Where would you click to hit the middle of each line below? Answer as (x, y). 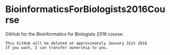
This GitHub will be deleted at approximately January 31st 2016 (76, 43)
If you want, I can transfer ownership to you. (57, 47)
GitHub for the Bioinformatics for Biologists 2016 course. (65, 34)
